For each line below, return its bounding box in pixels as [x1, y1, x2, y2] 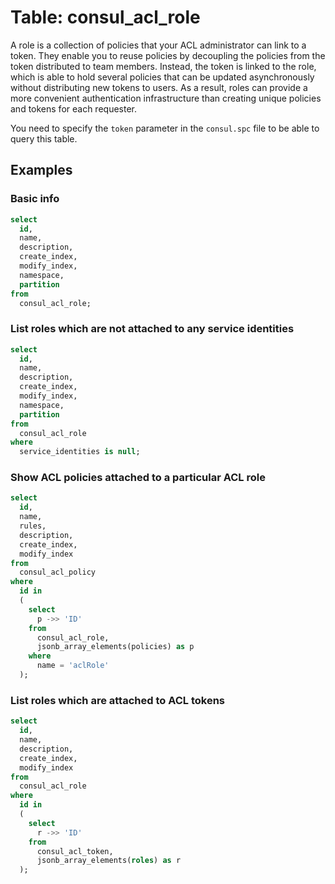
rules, [19, 521, 47, 531]
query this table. [10, 132, 78, 145]
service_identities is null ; [19, 447, 141, 457]
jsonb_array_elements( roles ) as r [36, 856, 182, 866]
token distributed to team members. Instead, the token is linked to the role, [10, 60, 317, 72]
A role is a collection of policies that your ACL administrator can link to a [10, 39, 307, 51]
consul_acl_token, [36, 846, 114, 856]
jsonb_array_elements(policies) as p [36, 642, 195, 652]
